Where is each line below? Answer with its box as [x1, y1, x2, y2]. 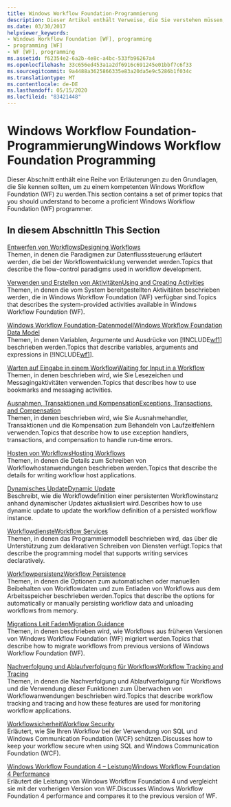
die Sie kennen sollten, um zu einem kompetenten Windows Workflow [7, 182, 205, 190]
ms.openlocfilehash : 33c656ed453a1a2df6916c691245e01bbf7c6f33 [7, 61, 192, 68]
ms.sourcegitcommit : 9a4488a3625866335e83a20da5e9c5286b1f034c [7, 68, 192, 74]
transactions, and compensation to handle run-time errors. [7, 435, 173, 444]
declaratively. [7, 556, 45, 564]
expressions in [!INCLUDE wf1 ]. [7, 350, 94, 359]
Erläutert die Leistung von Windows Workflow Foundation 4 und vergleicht [7, 777, 218, 785]
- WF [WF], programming [7, 49, 76, 56]
